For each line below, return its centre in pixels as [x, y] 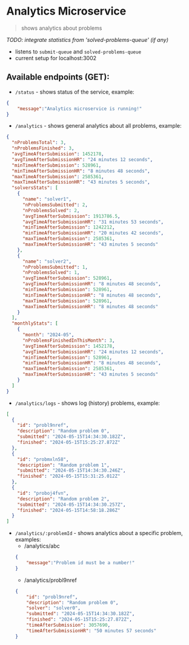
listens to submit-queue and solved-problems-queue [78, 51]
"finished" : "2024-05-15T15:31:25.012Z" [69, 476]
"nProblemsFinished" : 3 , [43, 148]
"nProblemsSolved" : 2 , [51, 210]
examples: [28, 540]
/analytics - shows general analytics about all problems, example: [98, 126]
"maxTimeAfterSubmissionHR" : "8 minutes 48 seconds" [90, 306]
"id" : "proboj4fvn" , [43, 493]
